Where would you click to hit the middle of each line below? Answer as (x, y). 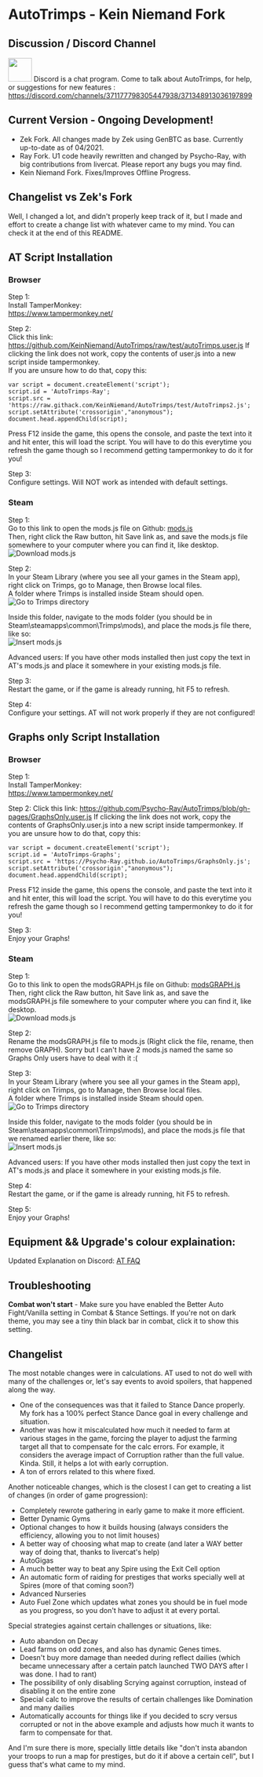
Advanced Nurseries (53, 1594)
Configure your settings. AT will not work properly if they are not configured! (131, 713)
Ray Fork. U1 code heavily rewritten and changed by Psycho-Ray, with (133, 155)
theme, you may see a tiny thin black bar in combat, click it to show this (124, 1321)
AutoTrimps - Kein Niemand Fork (117, 15)
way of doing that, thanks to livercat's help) (89, 1553)
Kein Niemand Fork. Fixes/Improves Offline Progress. (105, 172)
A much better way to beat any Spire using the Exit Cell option (120, 1569)
